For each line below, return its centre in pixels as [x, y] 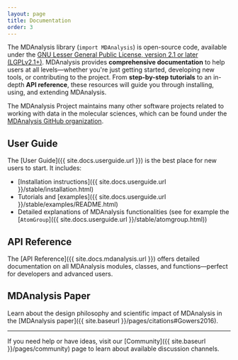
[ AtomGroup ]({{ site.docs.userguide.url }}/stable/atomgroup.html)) [112, 220]
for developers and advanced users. [60, 274]
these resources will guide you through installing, [142, 85]
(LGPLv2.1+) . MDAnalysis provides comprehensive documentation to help [116, 62]
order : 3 [20, 27]
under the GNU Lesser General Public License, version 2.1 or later [103, 55]
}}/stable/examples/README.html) [68, 204]
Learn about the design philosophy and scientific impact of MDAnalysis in [115, 313]
